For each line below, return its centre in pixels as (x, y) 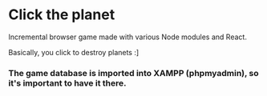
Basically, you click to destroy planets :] (74, 52)
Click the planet (62, 15)
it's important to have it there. (67, 83)
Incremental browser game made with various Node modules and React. (127, 37)
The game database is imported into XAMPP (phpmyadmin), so (133, 73)
